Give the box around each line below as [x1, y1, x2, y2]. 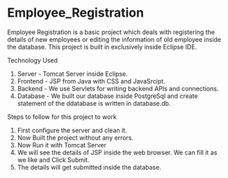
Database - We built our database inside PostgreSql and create [17, 92, 198, 100]
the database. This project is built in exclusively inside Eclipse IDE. [7, 42, 197, 51]
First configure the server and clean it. [17, 126, 127, 134]
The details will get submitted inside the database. [17, 163, 162, 171]
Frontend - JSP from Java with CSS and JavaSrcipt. [17, 76, 165, 85]
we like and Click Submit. [17, 155, 90, 164]
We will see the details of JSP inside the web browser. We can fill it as [17, 148, 218, 156]
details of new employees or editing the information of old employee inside [7, 35, 222, 43]
